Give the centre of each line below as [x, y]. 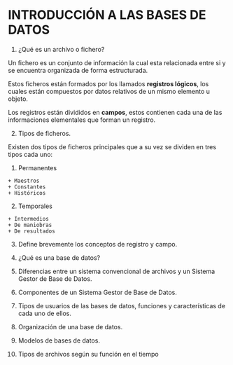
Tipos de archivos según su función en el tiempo [89, 354]
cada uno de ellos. [45, 313]
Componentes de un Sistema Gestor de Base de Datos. [97, 292]
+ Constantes [27, 187]
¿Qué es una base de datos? [59, 257]
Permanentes [37, 167]
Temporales [35, 206]
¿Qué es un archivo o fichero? [61, 49]
